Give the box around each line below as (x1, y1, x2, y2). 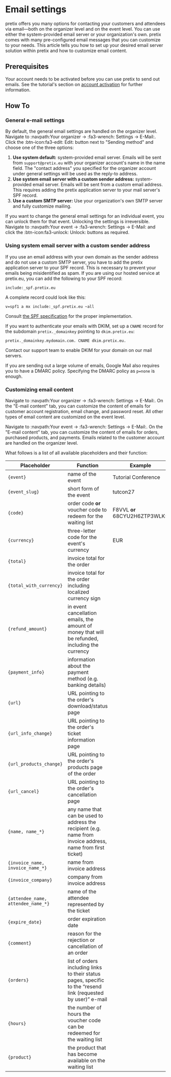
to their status (67, 970, 101, 978)
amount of (67, 622, 93, 629)
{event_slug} (8, 489, 40, 495)
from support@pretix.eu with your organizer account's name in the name (12, 160, 165, 166)
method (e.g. (67, 675, 98, 682)
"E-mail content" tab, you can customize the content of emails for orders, (5, 429, 159, 435)
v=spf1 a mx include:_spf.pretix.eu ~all (5, 304, 95, 309)
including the (67, 642, 99, 649)
